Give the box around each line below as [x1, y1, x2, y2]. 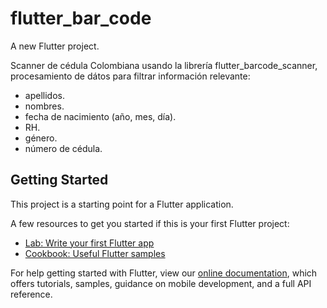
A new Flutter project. [10, 40, 100, 52]
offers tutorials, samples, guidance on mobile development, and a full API [10, 277, 312, 289]
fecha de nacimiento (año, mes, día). [24, 110, 177, 122]
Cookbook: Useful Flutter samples [24, 247, 166, 259]
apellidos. [24, 89, 65, 101]
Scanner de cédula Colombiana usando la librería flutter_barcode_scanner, [10, 59, 318, 71]
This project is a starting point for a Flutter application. [10, 198, 234, 210]
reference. [10, 288, 53, 300]
